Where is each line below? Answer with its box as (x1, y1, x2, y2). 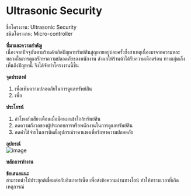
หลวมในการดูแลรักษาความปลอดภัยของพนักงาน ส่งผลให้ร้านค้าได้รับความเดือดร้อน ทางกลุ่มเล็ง (6, 55, 185, 62)
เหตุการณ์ (6, 183, 25, 190)
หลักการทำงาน (6, 158, 34, 165)
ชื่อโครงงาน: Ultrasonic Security (6, 23, 77, 31)
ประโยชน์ (6, 103, 24, 110)
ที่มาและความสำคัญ (6, 42, 43, 49)
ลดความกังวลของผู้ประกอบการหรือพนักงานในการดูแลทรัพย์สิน (14, 121, 133, 129)
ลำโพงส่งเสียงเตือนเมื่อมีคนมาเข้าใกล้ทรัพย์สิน (14, 115, 101, 122)
